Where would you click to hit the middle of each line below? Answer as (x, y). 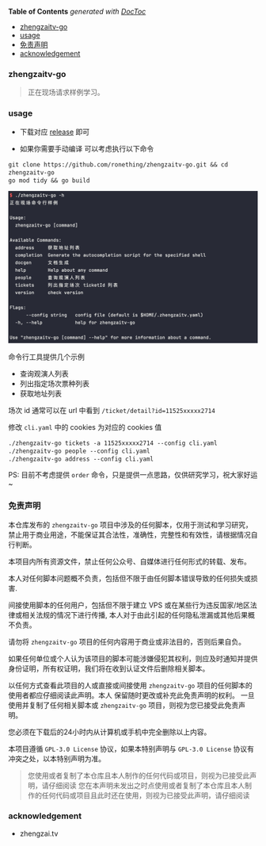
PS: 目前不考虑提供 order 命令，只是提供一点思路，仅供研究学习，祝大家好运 (133, 475)
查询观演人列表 (44, 374)
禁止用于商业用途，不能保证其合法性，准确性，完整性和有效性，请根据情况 (129, 534)
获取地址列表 (40, 394)
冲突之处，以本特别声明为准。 (57, 758)
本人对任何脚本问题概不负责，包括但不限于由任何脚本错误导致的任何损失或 (129, 578)
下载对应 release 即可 (54, 132)
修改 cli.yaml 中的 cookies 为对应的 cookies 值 (85, 427)
